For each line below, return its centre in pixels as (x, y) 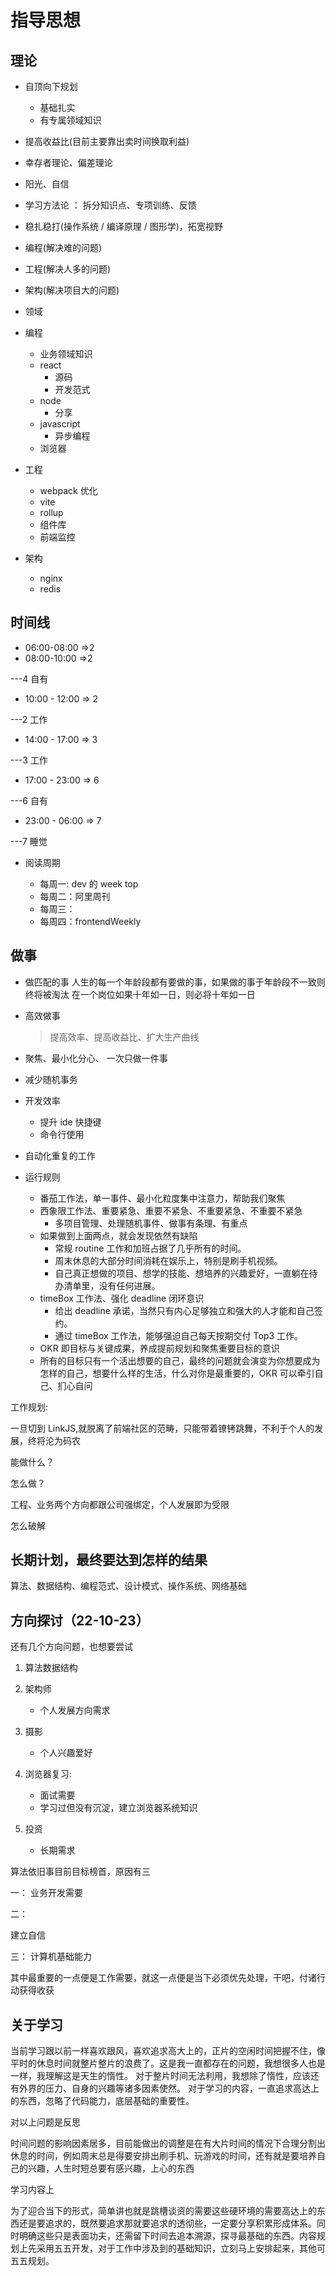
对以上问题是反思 (45, 2122)
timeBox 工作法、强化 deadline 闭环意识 (122, 1298)
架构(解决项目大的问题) (72, 290)
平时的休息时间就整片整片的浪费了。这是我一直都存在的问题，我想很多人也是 (168, 2063)
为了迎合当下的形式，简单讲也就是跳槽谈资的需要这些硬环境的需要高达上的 (163, 2211)
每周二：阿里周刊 (75, 896)
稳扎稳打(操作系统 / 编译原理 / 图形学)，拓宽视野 (123, 226)
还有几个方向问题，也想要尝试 (71, 1647)
